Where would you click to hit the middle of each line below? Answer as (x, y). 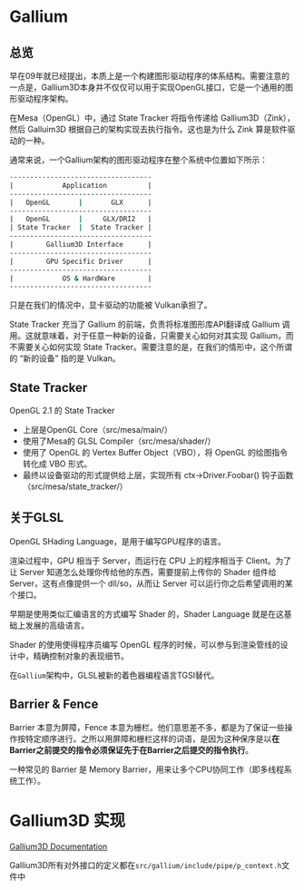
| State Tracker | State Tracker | (81, 228)
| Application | (81, 185)
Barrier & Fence (54, 704)
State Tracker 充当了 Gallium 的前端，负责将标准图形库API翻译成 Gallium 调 (150, 325)
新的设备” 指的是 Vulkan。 (72, 358)
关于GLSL (37, 518)
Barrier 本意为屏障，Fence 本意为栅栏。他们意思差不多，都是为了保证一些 (147, 727)
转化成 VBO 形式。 (57, 464)
